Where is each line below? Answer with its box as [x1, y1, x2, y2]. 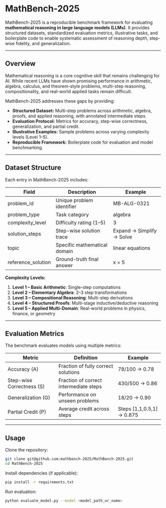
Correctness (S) [7, 383, 45, 390]
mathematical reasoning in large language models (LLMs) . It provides [5, 24, 150, 30]
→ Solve [113, 233, 132, 240]
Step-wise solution [55, 227, 100, 234]
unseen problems [58, 397, 99, 404]
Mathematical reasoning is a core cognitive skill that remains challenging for [5, 72, 160, 78]
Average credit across [58, 405, 110, 412]
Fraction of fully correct [58, 363, 114, 370]
